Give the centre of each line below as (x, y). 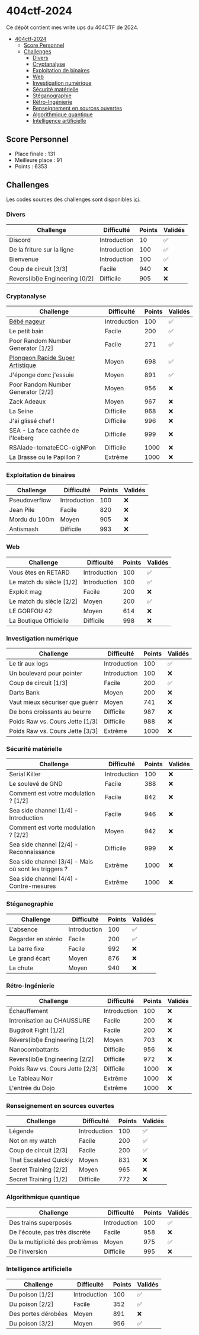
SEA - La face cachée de (44, 431)
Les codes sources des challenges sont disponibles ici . (73, 199)
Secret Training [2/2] (38, 1170)
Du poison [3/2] (31, 1323)
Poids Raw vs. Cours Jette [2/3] (54, 1069)
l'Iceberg (22, 438)
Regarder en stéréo (36, 939)
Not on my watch (33, 1141)
